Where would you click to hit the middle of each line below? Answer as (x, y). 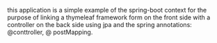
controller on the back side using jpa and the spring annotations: (100, 25)
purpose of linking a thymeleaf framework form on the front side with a (109, 17)
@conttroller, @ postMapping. (50, 32)
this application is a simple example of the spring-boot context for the (107, 10)
